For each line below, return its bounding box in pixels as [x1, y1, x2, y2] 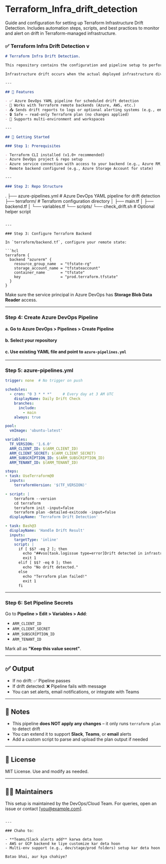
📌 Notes [5, 707, 30, 716]
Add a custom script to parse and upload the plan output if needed [12, 737, 148, 743]
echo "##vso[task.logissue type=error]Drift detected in [23, 551, 142, 556]
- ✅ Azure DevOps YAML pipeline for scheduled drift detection [5, 98, 139, 103]
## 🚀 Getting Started [5, 134, 50, 139]
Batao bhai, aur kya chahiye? [5, 854, 68, 860]
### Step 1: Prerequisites [5, 143, 61, 149]
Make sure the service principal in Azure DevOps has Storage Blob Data [5, 291, 152, 297]
